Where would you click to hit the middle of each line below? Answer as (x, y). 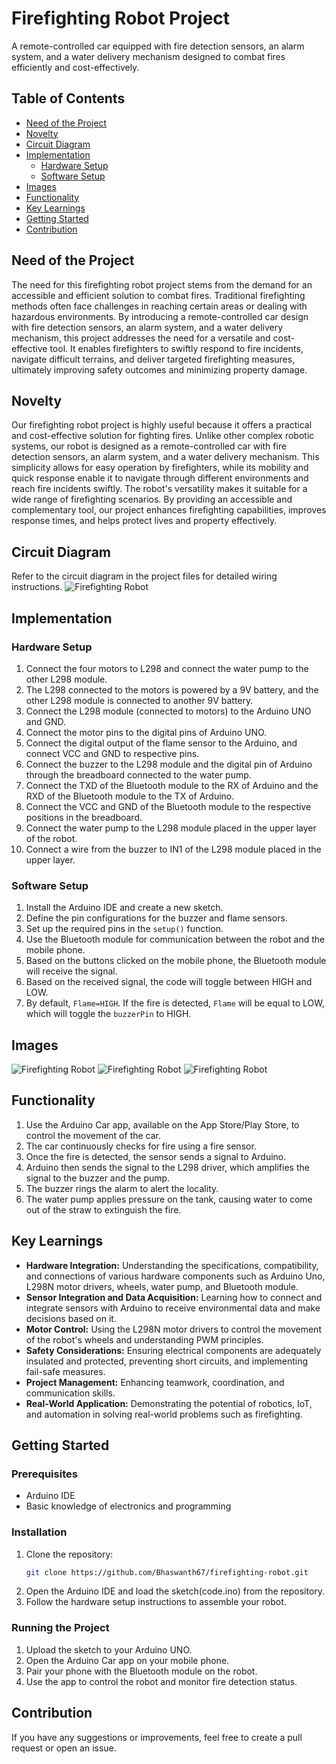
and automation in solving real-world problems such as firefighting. (164, 1414)
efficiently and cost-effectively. (75, 67)
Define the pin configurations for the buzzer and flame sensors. (156, 918)
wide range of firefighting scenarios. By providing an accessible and (152, 499)
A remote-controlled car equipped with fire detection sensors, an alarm (158, 46)
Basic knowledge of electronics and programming (128, 1506)
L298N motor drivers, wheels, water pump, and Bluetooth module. (162, 1286)
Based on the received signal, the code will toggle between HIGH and (169, 982)
